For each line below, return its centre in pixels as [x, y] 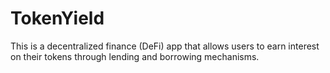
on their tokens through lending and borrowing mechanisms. [135, 56]
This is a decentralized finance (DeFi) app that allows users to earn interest [165, 46]
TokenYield [57, 18]
